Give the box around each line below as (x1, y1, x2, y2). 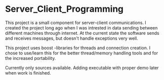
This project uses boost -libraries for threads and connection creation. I (5, 45, 151, 51)
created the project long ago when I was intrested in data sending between (5, 25, 158, 30)
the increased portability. (5, 55, 56, 61)
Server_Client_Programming (5, 3, 123, 15)
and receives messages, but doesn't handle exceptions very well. (5, 35, 138, 41)
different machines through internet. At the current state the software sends (5, 30, 160, 36)
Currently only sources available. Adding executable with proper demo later (5, 65, 159, 71)
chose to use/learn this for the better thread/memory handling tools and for (5, 50, 158, 56)
